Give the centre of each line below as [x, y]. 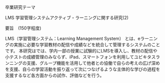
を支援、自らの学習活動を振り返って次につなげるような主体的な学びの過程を [83, 69]
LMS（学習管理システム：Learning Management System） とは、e [73, 39]
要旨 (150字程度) [23, 28]
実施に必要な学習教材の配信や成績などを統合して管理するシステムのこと [87, 45]
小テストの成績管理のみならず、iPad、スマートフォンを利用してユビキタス [81, 57]
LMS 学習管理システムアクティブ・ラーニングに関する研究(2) [67, 18]
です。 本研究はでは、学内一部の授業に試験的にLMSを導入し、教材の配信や [81, 51]
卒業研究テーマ [20, 7]
